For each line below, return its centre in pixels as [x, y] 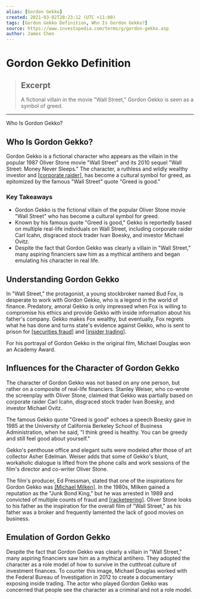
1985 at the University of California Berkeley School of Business [84, 426]
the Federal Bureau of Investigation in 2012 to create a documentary [90, 577]
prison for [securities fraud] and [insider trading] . [66, 332]
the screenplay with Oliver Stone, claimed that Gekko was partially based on [100, 395]
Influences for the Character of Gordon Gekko [93, 368]
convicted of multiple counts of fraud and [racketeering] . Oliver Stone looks [99, 499]
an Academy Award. [31, 350]
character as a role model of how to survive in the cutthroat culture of [91, 564]
